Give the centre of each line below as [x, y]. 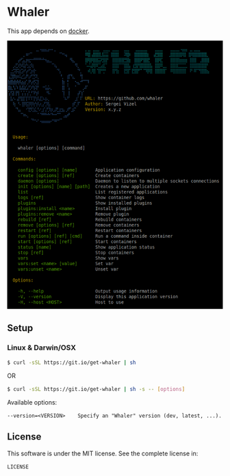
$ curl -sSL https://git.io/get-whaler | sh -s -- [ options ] [96, 389]
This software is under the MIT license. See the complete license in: [103, 453]
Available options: [32, 403]
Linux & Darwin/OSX [42, 348]
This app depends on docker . [49, 31]
